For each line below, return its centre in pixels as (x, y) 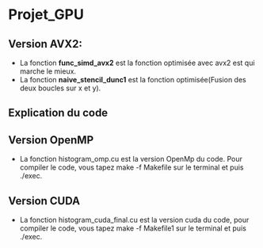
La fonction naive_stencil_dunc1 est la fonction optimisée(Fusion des (133, 80)
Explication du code (58, 113)
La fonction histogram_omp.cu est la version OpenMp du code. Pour (131, 159)
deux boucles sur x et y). (60, 88)
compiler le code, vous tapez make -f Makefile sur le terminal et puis (131, 167)
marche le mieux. (48, 71)
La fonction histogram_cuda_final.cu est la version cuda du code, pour (134, 220)
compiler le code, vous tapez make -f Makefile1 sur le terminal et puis (133, 228)
